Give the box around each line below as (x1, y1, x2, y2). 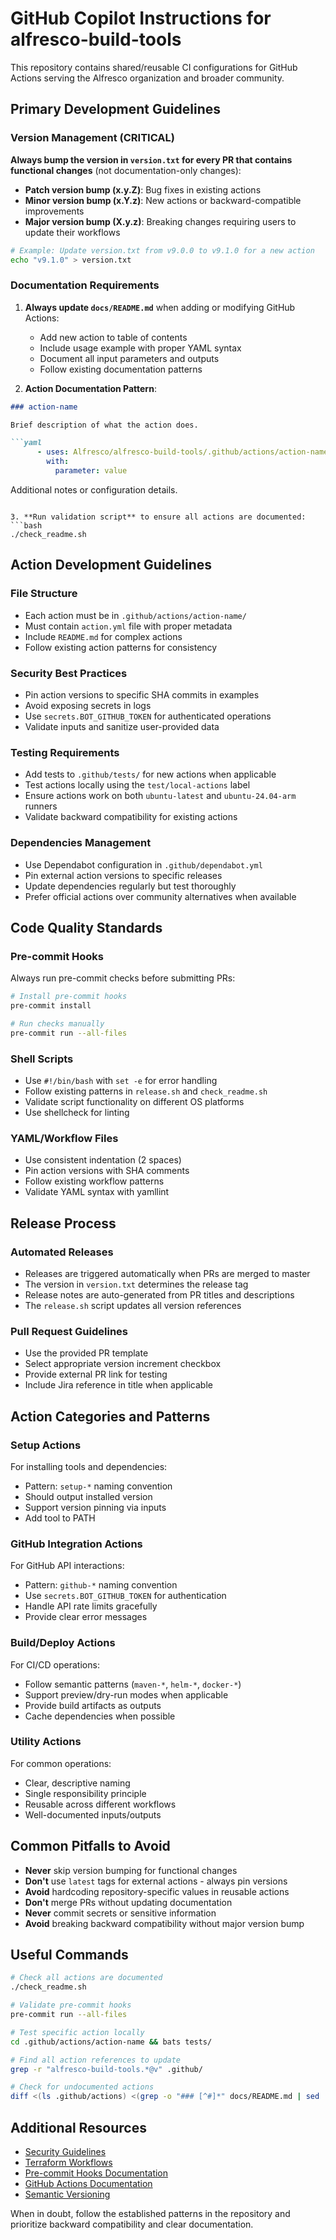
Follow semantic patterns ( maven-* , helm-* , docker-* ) (24, 1678, 242, 1690)
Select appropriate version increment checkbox (24, 1358, 222, 1370)
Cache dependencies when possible (24, 1710, 176, 1722)
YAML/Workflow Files (10, 1131, 119, 1145)
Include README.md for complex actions (24, 630, 183, 642)
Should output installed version (24, 1490, 153, 1502)
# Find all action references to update (10, 2055, 182, 2065)
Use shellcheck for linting (24, 1106, 130, 1118)
